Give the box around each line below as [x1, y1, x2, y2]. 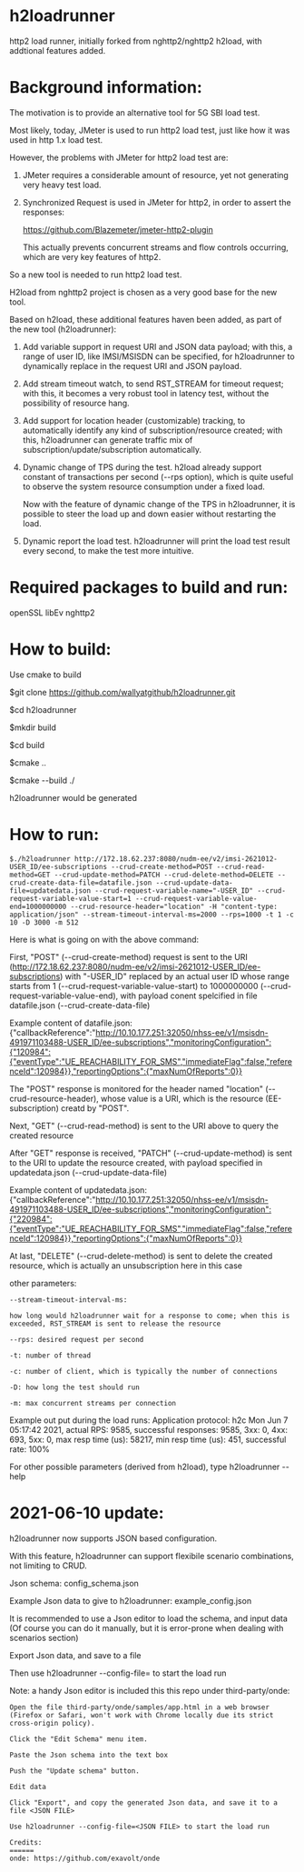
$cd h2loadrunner [9, 704, 77, 715]
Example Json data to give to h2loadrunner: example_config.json [9, 1595, 252, 1606]
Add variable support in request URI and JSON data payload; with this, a [22, 341, 293, 352]
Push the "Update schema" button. [9, 1766, 141, 1776]
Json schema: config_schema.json [9, 1577, 139, 1588]
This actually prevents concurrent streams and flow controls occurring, [22, 242, 289, 253]
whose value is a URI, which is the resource [100, 1093, 264, 1104]
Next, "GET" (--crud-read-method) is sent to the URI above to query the [9, 1120, 279, 1131]
